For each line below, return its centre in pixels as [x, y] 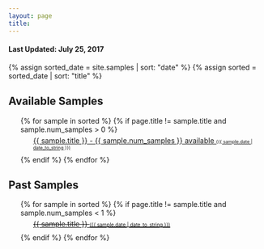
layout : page [30, 16]
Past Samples [44, 185]
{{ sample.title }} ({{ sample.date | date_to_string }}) [102, 224]
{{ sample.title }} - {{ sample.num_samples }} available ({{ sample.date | [143, 140]
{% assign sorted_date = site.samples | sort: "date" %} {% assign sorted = [132, 67]
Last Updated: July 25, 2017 [56, 49]
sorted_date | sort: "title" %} [55, 76]
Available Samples [56, 101]
